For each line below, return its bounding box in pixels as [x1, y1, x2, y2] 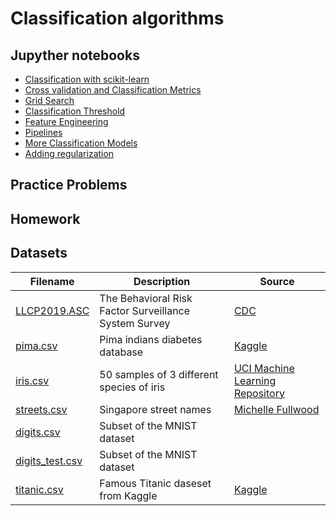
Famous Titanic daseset [99, 476, 212, 490]
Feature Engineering [24, 116, 109, 127]
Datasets [10, 245, 68, 262]
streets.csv [15, 402, 68, 416]
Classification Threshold [24, 105, 126, 117]
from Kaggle [99, 488, 158, 502]
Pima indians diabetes [99, 332, 203, 346]
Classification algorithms [10, 7, 225, 30]
